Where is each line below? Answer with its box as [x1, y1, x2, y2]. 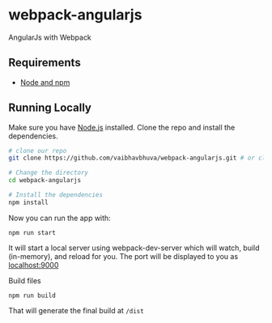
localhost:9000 [8, 260, 59, 270]
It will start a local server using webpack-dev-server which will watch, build [8, 243, 261, 253]
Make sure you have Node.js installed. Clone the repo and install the [8, 122, 236, 132]
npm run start [8, 228, 57, 236]
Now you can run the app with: [8, 213, 111, 223]
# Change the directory [8, 168, 89, 177]
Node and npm [19, 77, 70, 87]
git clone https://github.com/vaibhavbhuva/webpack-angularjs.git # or [8, 154, 255, 163]
